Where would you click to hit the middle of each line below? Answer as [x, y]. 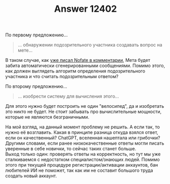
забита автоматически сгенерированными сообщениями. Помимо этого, [85, 66]
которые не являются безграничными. [47, 117]
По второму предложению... [36, 86]
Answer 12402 [86, 9]
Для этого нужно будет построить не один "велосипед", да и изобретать [85, 106]
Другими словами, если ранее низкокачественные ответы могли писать [85, 143]
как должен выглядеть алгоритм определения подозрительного [75, 71]
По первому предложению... [36, 35]
